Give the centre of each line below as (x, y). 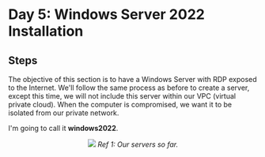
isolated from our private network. (64, 113)
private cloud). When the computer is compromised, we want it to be (120, 105)
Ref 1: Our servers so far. (138, 144)
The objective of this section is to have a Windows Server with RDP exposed (132, 79)
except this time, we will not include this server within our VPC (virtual (122, 96)
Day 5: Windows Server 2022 (107, 15)
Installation (46, 31)
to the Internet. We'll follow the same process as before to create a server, (129, 88)
